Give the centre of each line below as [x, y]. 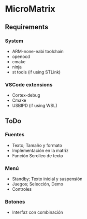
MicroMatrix [30, 9]
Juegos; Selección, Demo [38, 184]
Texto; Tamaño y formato [37, 145]
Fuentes [15, 135]
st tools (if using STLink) [36, 72]
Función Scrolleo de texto [37, 155]
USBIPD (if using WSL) [35, 106]
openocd [21, 56]
